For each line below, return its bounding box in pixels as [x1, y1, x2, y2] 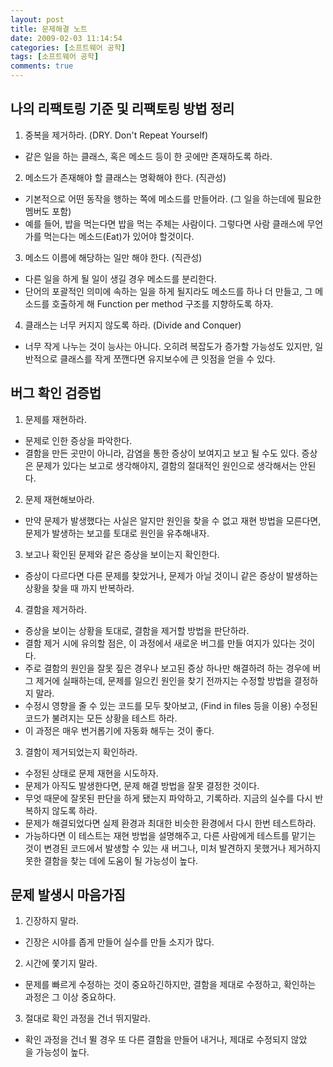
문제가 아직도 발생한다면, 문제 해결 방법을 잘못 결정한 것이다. [24, 779, 260, 791]
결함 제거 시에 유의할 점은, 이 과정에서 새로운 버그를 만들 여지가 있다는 [24, 637, 297, 649]
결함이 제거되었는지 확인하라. [24, 746, 138, 758]
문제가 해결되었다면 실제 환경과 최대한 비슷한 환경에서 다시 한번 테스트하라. [24, 817, 317, 829]
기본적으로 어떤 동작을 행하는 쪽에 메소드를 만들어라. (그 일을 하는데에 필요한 [24, 192, 322, 205]
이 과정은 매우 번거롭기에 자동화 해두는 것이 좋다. [24, 724, 215, 736]
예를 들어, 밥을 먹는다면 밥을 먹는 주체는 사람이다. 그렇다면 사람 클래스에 [24, 217, 305, 230]
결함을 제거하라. [24, 603, 87, 615]
